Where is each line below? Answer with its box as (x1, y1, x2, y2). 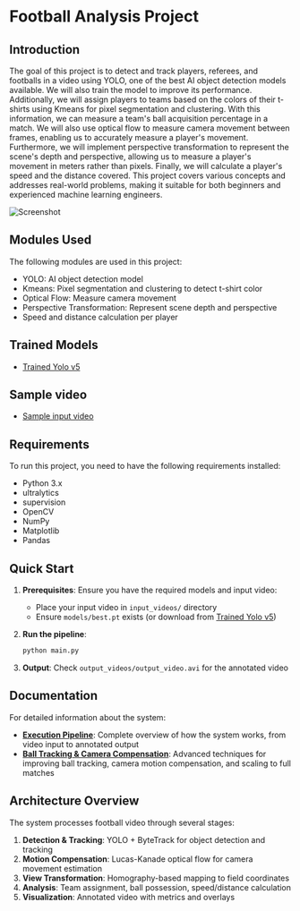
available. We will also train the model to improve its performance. (9, 85, 253, 95)
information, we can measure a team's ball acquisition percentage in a (9, 114, 269, 123)
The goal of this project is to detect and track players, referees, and (9, 65, 258, 76)
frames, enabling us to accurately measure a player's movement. (9, 132, 249, 142)
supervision (21, 497, 66, 507)
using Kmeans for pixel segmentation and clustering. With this (31, 104, 261, 114)
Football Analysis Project (9, 6, 200, 27)
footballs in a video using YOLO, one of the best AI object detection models (9, 75, 287, 86)
